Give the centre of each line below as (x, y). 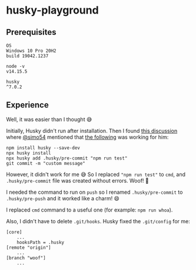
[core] (14, 232)
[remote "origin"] (29, 248)
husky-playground (52, 10)
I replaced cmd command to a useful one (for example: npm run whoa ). (89, 210)
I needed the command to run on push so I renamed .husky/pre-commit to (94, 192)
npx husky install (29, 153)
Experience (27, 105)
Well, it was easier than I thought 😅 (49, 119)
